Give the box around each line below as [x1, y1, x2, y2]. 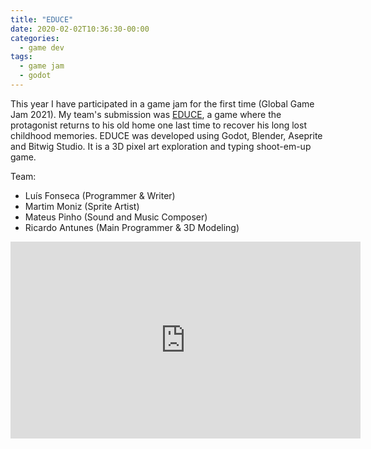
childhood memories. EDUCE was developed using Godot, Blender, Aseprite [10, 129, 323, 141]
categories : [10, 33, 60, 43]
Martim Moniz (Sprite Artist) [24, 200, 140, 212]
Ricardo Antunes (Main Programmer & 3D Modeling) [24, 221, 240, 233]
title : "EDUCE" [10, 14, 74, 25]
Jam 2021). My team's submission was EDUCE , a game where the [10, 108, 282, 120]
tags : [10, 52, 33, 62]
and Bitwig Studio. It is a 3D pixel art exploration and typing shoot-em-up [10, 140, 312, 152]
